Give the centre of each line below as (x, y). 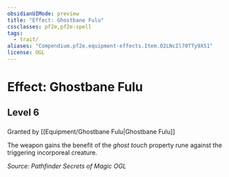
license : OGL (26, 53)
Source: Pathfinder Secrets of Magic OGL (67, 166)
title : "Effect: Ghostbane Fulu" (56, 20)
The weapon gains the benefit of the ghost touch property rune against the (115, 145)
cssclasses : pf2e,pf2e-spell (49, 26)
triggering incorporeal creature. (52, 153)
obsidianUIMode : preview (43, 14)
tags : (15, 33)
